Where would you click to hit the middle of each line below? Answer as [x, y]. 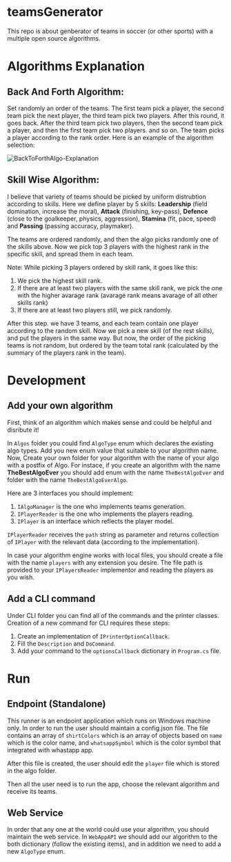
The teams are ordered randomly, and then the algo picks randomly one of [113, 239]
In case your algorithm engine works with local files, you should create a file [115, 555]
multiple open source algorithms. [54, 38]
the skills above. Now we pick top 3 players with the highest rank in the [108, 246]
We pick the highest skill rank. [60, 281]
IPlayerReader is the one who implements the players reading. [106, 514]
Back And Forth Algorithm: [66, 91]
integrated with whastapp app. [51, 750]
